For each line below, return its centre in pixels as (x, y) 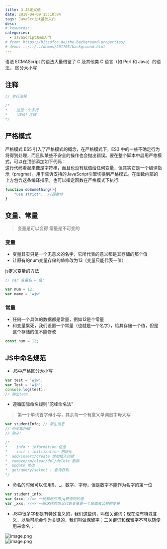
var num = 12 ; (20, 289)
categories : (17, 33)
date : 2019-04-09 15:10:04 (33, 14)
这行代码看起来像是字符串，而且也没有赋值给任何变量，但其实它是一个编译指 (83, 167)
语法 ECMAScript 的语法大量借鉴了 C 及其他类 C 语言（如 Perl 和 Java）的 (81, 61)
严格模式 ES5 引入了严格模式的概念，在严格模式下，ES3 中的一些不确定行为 (83, 149)
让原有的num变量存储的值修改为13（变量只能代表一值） (69, 260)
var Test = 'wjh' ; (24, 385)
